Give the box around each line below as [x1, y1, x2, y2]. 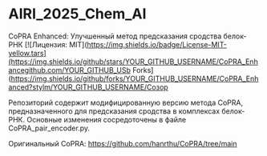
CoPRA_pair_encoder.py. [8, 123, 91, 133]
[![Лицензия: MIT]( [24, 39, 87, 49]
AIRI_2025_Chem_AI [8, 5, 147, 23]
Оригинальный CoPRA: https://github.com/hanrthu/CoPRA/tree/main [8, 138, 237, 148]
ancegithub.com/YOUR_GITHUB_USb [8, 65, 131, 74]
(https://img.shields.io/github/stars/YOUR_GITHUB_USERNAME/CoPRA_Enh [8, 57, 258, 66]
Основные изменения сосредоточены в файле [26, 114, 187, 124]
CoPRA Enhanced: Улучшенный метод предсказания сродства [8, 31, 222, 41]
